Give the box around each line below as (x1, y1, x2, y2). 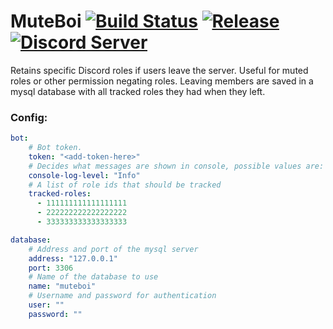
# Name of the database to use (28, 272, 159, 282)
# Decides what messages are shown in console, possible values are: (28, 161, 325, 171)
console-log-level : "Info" (28, 170, 141, 180)
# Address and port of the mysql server (28, 244, 199, 254)
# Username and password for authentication (28, 291, 217, 301)
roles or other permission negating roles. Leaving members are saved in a (10, 75, 314, 87)
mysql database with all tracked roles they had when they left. (10, 85, 266, 97)
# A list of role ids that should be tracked (28, 180, 222, 190)
